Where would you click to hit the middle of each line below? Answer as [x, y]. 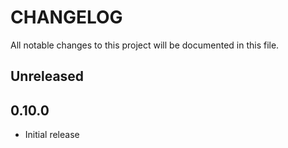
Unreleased [47, 76]
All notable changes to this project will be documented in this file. [145, 45]
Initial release [52, 135]
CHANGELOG [66, 17]
